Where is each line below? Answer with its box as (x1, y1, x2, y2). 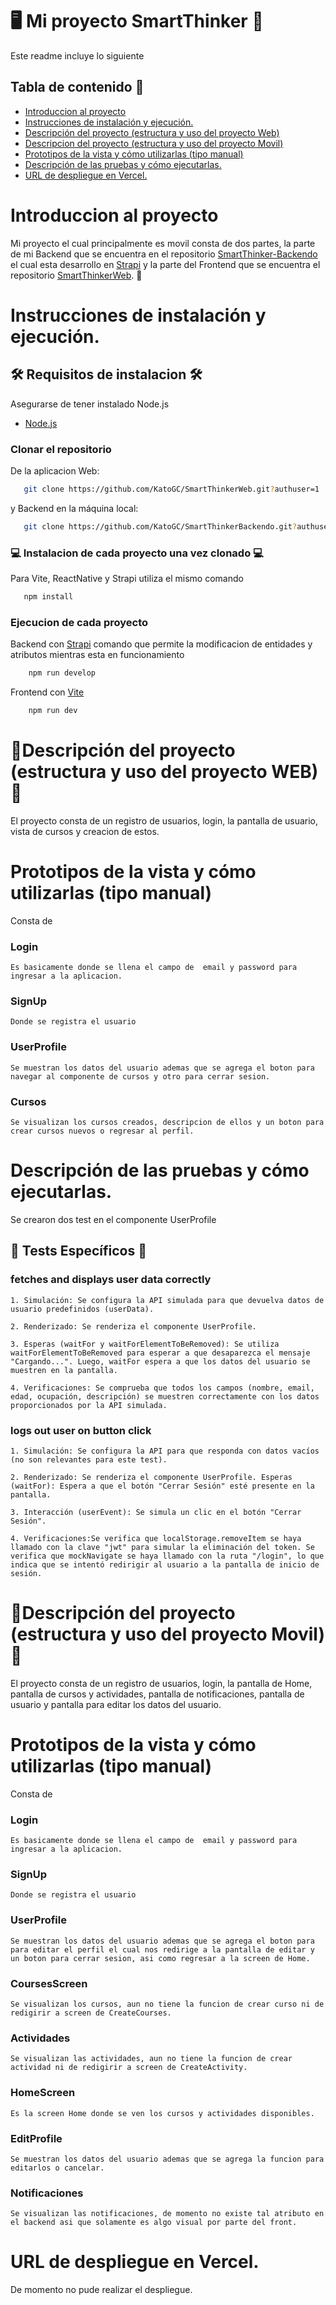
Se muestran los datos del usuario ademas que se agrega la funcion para (10, 2154, 325, 2164)
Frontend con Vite (10, 686, 85, 698)
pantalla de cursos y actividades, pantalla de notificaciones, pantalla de (10, 1688, 305, 1700)
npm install (23, 592, 74, 602)
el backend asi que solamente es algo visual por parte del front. (10, 2218, 298, 2228)
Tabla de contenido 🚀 (10, 79, 145, 96)
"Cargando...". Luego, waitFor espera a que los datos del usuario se (10, 1356, 311, 1367)
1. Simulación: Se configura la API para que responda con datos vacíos (10, 1446, 320, 1456)
